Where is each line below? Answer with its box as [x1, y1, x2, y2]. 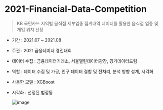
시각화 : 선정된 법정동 [11, 89, 53, 95]
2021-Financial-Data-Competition [4, 3, 147, 15]
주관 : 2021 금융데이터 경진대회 [11, 47, 72, 53]
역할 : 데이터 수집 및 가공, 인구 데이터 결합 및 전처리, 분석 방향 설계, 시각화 [11, 68, 154, 74]
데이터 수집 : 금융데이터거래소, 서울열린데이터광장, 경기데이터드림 [11, 58, 138, 64]
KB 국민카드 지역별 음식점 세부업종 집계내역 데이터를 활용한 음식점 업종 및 [16, 20, 159, 26]
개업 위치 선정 [16, 26, 43, 33]
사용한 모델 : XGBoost [11, 79, 55, 85]
